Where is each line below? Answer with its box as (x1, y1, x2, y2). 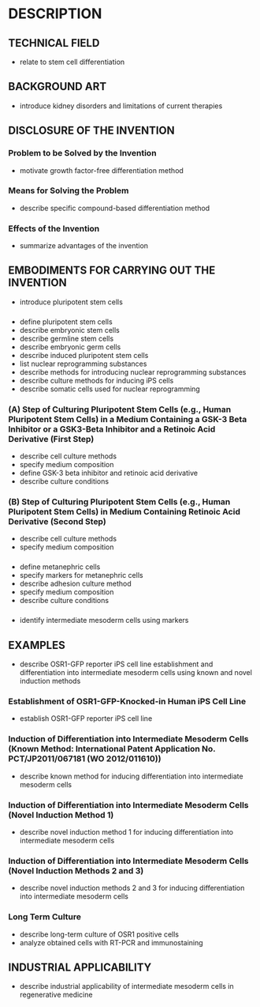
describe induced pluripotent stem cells (19, 350, 149, 360)
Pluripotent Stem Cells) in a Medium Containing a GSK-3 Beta (8, 413, 247, 424)
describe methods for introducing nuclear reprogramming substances (19, 367, 247, 376)
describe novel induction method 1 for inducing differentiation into (19, 827, 234, 836)
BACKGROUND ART (8, 80, 107, 93)
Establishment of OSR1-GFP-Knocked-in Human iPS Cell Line (8, 696, 247, 707)
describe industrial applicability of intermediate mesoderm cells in (19, 982, 234, 991)
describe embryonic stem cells (19, 325, 120, 334)
